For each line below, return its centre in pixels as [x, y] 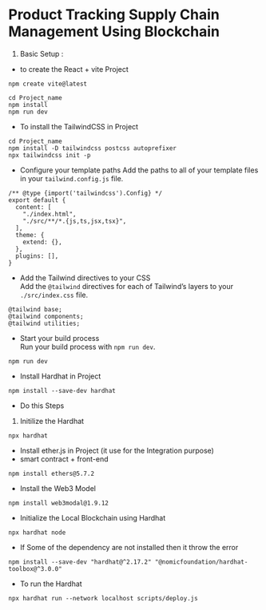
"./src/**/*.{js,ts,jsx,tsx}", [75, 221]
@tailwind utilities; [44, 323]
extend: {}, [42, 242]
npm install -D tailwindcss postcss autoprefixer [93, 148]
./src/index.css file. [54, 295]
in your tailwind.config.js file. [71, 178]
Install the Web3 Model [58, 488]
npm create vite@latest [48, 84]
